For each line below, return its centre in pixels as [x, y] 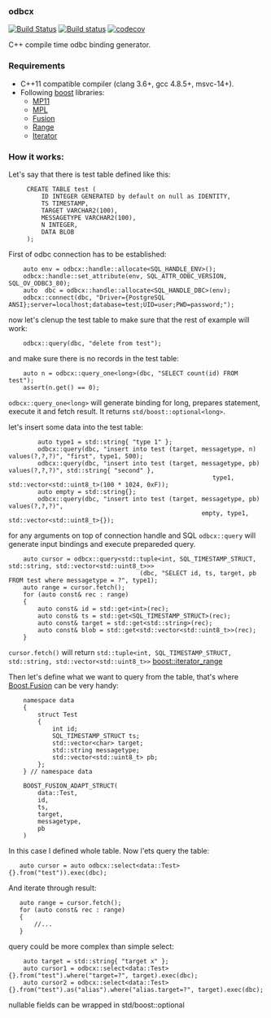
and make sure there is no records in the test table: [94, 358]
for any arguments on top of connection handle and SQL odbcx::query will [132, 535]
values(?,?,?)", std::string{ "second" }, [81, 470]
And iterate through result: [52, 888]
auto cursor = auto [52, 865]
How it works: [36, 156]
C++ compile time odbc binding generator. [80, 45]
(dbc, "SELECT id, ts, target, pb [198, 573]
